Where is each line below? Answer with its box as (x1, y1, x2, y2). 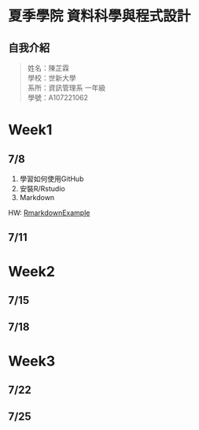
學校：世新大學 (27, 73, 76, 83)
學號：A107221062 (27, 93, 88, 102)
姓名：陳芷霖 (27, 64, 69, 72)
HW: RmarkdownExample (8, 208, 90, 217)
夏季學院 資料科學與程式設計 (8, 7, 191, 25)
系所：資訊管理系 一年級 (27, 83, 106, 92)
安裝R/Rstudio (19, 184, 65, 193)
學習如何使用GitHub (19, 174, 84, 183)
